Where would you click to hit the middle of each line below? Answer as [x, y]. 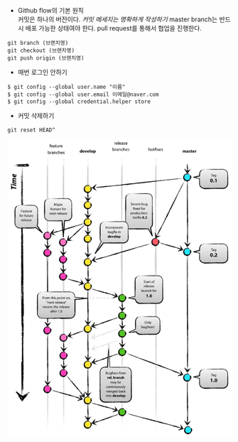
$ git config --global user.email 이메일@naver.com [83, 95]
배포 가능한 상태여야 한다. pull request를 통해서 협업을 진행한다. [114, 28]
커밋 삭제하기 [36, 115]
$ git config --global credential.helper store [79, 102]
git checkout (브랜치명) [41, 50]
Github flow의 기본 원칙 [50, 10]
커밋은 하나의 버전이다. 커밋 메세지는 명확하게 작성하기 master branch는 [118, 19]
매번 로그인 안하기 [42, 72]
